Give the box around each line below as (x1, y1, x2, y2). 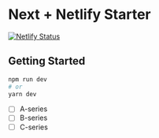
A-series (19, 104, 48, 114)
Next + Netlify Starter (8, 6, 151, 24)
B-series (19, 113, 48, 123)
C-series (19, 122, 49, 132)
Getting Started (8, 54, 86, 68)
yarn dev (8, 90, 37, 98)
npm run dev (8, 75, 47, 84)
